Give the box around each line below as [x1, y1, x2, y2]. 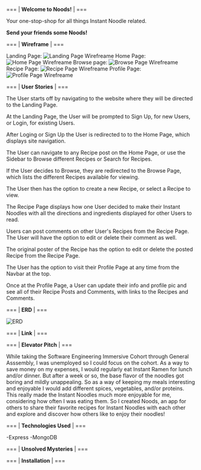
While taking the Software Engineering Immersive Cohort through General [6, 353, 189, 360]
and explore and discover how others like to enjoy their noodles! [6, 410, 165, 418]
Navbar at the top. [6, 270, 51, 277]
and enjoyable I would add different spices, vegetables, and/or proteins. [6, 385, 185, 392]
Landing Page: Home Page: [6, 52, 146, 60]
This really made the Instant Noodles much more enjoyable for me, [6, 391, 172, 398]
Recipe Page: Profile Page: [6, 65, 141, 72]
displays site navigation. [6, 137, 66, 144]
